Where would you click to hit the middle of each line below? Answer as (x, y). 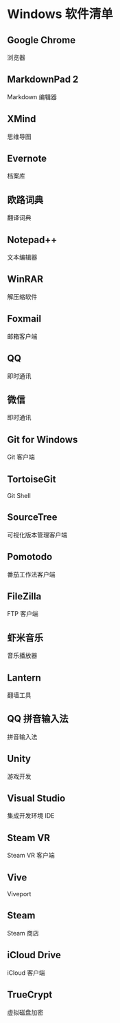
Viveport (19, 894)
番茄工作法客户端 (31, 574)
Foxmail (24, 319)
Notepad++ (32, 239)
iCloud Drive (34, 955)
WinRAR (25, 279)
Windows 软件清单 (60, 14)
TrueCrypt (30, 995)
